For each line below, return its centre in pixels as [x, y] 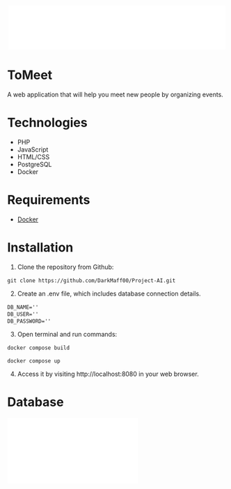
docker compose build [39, 348]
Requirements [49, 200]
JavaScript [33, 149]
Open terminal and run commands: [67, 334]
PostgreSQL [34, 164]
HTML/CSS [33, 156]
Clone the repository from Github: [65, 267]
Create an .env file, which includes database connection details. [109, 293]
